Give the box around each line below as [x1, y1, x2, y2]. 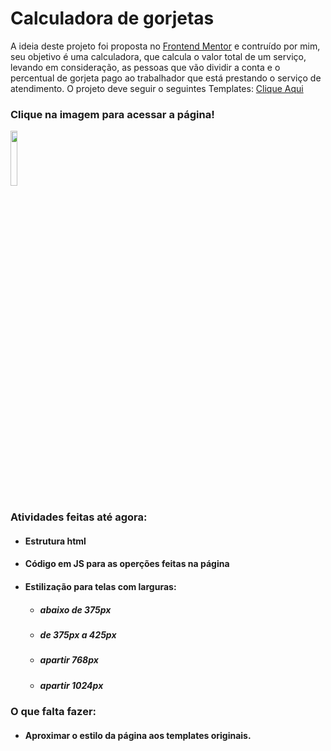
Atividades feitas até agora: [10, 510, 148, 524]
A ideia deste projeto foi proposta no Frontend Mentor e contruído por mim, [10, 40, 321, 52]
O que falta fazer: [10, 705, 97, 719]
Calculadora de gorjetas [10, 7, 215, 30]
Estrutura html [24, 535, 87, 547]
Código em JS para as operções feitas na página [24, 558, 230, 570]
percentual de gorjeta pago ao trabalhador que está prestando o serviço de [10, 72, 322, 84]
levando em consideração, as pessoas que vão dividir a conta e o [10, 61, 281, 73]
